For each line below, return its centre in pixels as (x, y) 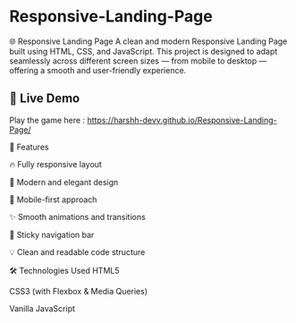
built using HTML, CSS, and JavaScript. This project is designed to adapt (144, 51)
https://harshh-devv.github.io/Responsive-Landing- (182, 120)
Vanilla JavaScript (42, 308)
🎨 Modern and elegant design (64, 182)
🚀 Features (29, 147)
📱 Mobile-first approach (53, 200)
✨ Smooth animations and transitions (77, 217)
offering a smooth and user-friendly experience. (98, 70)
